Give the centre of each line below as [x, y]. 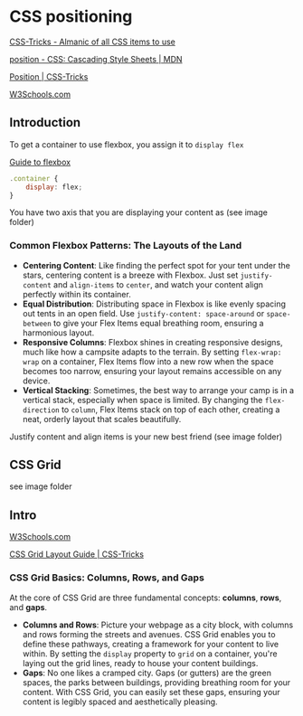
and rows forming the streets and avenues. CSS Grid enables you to [149, 634]
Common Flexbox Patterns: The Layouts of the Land [126, 246]
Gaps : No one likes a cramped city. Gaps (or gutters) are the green [147, 673]
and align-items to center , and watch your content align [158, 284]
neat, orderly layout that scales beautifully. [102, 419]
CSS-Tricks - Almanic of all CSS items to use [93, 42]
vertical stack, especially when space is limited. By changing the [142, 400]
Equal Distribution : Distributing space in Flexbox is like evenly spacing [154, 304]
